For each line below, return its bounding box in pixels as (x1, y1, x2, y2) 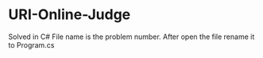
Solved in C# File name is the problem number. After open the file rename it (8, 32, 255, 41)
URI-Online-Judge (8, 6, 131, 24)
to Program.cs (8, 40, 55, 49)
